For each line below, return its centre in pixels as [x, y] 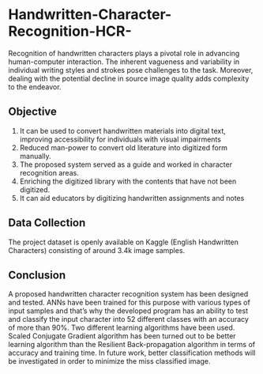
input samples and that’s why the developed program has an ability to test [128, 311]
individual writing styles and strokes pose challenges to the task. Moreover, [131, 70]
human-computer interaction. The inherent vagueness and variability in [124, 62]
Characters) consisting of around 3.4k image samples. [97, 250]
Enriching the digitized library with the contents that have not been [128, 181]
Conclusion [37, 275]
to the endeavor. [35, 87]
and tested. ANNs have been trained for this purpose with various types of [129, 303]
